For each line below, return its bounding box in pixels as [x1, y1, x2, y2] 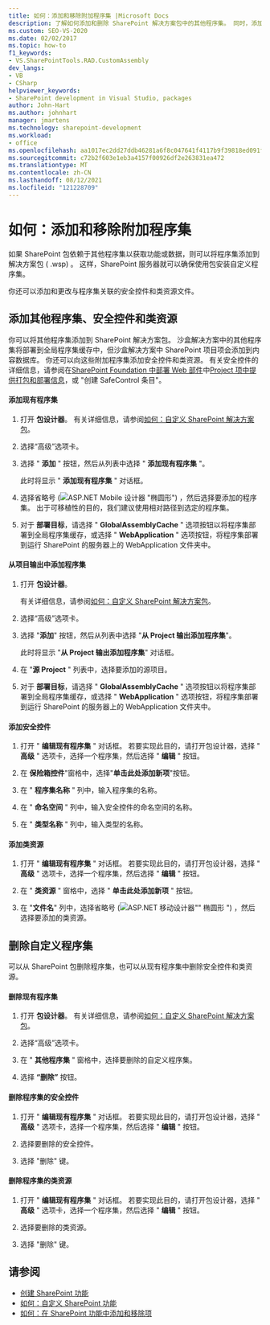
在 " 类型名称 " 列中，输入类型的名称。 [19, 819, 148, 829]
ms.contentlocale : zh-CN [8, 169, 92, 177]
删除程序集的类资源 [8, 1175, 72, 1186]
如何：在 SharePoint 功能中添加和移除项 [19, 1308, 153, 1318]
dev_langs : [8, 64, 45, 72]
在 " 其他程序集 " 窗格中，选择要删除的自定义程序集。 [19, 1055, 197, 1065]
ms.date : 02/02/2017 [8, 34, 78, 43]
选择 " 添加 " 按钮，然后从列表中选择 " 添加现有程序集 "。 [19, 458, 210, 468]
